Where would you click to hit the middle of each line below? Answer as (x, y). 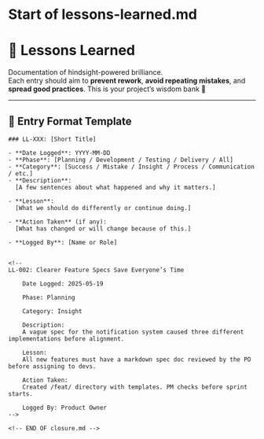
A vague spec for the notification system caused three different (133, 332)
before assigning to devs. (52, 366)
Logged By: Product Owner (65, 408)
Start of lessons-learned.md (103, 15)
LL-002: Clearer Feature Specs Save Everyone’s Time (96, 270)
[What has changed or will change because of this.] (103, 229)
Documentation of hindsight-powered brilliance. (86, 72)
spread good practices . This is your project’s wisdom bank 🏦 (107, 89)
